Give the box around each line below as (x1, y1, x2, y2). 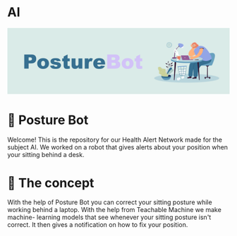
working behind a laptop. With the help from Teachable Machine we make (7, 206, 222, 214)
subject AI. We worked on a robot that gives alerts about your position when (7, 142, 228, 151)
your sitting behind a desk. (7, 150, 85, 159)
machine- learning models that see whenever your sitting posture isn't (7, 213, 212, 222)
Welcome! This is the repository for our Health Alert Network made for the (7, 135, 223, 144)
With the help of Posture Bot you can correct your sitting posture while (7, 198, 213, 206)
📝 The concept (7, 175, 95, 191)
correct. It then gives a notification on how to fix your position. (7, 221, 188, 229)
